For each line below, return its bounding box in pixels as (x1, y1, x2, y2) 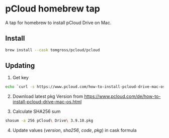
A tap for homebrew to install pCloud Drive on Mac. (5, 20, 112, 26)
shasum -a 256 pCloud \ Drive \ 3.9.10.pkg (5, 118, 94, 123)
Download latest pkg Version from (12, 93, 83, 99)
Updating (5, 61, 35, 70)
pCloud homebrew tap (5, 3, 101, 15)
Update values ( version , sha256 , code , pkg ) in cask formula (12, 127, 137, 133)
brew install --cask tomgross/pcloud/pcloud (5, 47, 100, 53)
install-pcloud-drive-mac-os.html (12, 99, 82, 105)
